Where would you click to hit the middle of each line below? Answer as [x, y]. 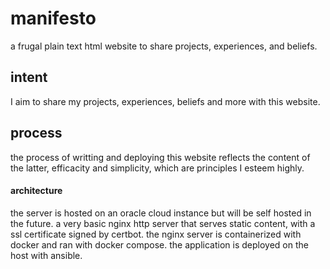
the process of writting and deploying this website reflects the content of [160, 157]
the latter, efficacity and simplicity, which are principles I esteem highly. [157, 168]
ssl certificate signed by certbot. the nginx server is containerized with [156, 234]
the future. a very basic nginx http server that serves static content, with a [163, 223]
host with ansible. [46, 255]
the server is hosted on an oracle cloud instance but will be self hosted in [161, 213]
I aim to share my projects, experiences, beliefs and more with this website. [165, 101]
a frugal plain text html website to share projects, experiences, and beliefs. [164, 46]
